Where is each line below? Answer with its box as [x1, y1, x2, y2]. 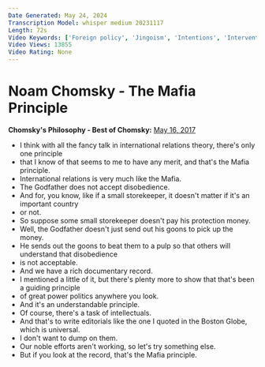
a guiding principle [19, 283, 80, 292]
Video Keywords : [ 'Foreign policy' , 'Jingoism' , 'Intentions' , [8, 33, 221, 42]
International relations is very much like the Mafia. [19, 174, 182, 183]
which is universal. [19, 324, 80, 334]
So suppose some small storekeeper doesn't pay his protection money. [19, 215, 251, 225]
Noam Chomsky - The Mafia [8, 82, 196, 100]
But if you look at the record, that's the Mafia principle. [19, 350, 197, 359]
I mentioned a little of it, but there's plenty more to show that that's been [19, 274, 255, 284]
